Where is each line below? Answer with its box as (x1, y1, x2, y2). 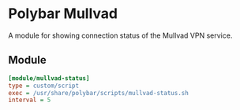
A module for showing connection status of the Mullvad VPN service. (8, 31, 233, 40)
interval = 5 (8, 96, 51, 104)
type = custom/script (8, 82, 80, 90)
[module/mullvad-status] (8, 74, 90, 82)
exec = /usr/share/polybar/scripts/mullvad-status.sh (8, 89, 189, 97)
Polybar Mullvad (8, 5, 118, 23)
